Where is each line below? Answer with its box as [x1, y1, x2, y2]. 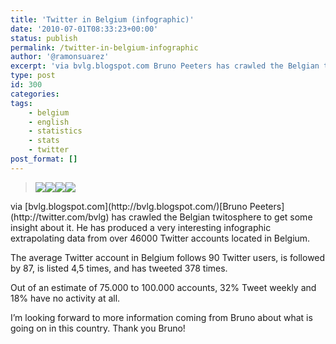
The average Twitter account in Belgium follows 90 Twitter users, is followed [10, 251, 326, 263]
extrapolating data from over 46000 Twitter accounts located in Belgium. [10, 232, 311, 244]
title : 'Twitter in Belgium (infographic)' [10, 14, 195, 25]
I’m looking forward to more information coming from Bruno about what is [10, 311, 313, 323]
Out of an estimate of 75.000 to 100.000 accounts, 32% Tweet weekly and [10, 281, 317, 293]
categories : [10, 89, 60, 99]
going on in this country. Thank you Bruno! [10, 322, 186, 334]
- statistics [28, 126, 83, 136]
